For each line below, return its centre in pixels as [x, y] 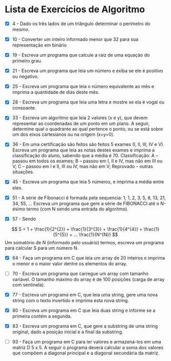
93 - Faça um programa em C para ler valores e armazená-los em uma [87, 342]
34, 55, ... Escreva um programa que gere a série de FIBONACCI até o [86, 203]
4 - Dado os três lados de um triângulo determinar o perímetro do [81, 24]
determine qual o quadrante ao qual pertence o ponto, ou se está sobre [88, 129]
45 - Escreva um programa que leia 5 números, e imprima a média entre [88, 182]
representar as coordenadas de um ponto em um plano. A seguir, [81, 123]
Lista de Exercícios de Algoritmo [75, 9]
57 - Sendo [24, 219]
